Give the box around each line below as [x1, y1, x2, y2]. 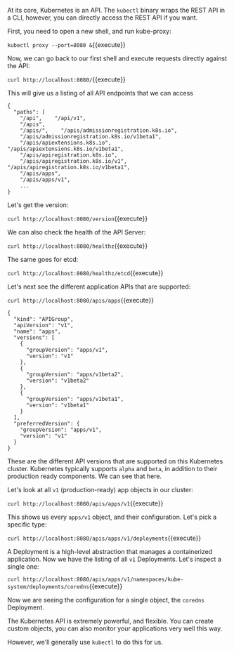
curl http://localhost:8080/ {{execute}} [7, 75, 126, 84]
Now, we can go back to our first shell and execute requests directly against [7, 54, 227, 62]
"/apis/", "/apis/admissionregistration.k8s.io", [20, 127, 178, 134]
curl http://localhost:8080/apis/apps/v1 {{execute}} [7, 499, 164, 508]
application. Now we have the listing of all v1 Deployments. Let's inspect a [7, 555, 221, 563]
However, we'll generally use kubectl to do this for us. [7, 638, 163, 646]
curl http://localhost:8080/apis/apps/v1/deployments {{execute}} [7, 534, 202, 542]
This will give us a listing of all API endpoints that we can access [7, 89, 193, 97]
